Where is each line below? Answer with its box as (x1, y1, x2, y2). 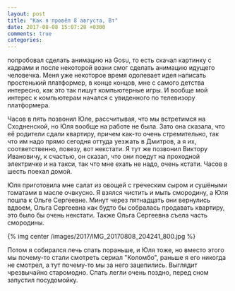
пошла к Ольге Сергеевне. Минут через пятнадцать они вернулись (7, 196, 210, 205)
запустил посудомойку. (7, 276, 79, 285)
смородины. (7, 218, 44, 227)
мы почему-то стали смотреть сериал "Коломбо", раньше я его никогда (7, 254, 227, 262)
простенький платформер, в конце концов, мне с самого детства (7, 78, 205, 87)
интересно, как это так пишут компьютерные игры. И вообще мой (7, 86, 208, 95)
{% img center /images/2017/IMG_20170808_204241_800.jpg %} (7, 232, 196, 241)
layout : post (7, 10, 46, 18)
